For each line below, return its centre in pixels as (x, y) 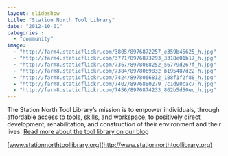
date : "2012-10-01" (35, 26)
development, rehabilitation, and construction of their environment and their (114, 124)
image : (16, 45)
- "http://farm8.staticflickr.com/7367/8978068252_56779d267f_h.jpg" (115, 65)
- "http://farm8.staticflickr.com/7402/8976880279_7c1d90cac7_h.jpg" (115, 84)
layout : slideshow (33, 13)
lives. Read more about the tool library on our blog (78, 132)
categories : (26, 33)
